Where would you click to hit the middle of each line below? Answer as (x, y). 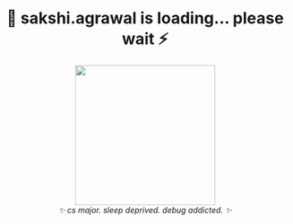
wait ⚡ (145, 39)
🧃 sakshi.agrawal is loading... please (145, 18)
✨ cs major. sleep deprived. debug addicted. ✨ (145, 210)
